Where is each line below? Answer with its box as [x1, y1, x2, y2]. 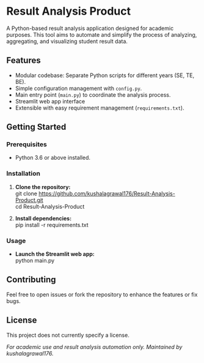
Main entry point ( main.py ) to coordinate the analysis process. [15, 91, 171, 99]
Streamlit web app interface [15, 97, 86, 105]
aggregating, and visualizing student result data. [6, 37, 128, 45]
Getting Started [6, 122, 67, 132]
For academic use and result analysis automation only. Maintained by [6, 343, 183, 350]
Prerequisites [6, 140, 47, 149]
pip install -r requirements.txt [15, 221, 89, 228]
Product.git [15, 196, 44, 203]
